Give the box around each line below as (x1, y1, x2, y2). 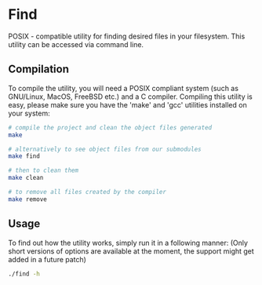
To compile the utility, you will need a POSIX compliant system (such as (8, 83, 239, 93)
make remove (8, 195, 47, 203)
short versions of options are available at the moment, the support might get (8, 246, 255, 256)
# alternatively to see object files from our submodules (8, 145, 202, 153)
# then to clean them (8, 166, 79, 174)
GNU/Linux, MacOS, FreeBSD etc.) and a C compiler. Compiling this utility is (8, 92, 253, 101)
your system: (8, 108, 51, 118)
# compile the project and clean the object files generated (8, 123, 213, 131)
